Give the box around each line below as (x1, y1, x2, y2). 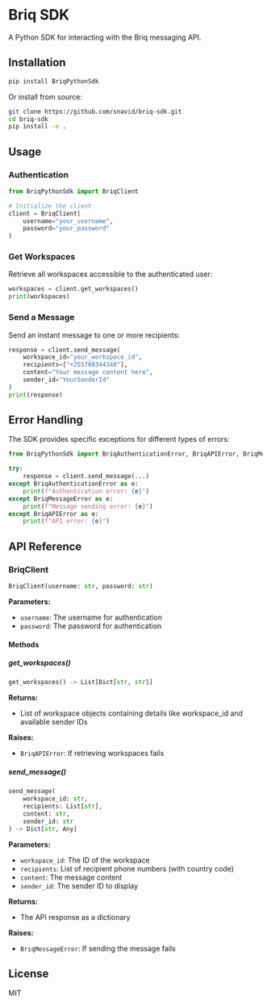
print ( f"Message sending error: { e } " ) (23, 502, 153, 510)
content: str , (23, 809, 70, 817)
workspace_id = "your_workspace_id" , (23, 353, 143, 361)
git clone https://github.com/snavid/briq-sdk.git (8, 107, 182, 116)
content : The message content (19, 872, 123, 882)
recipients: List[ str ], (23, 802, 103, 811)
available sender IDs (19, 717, 88, 727)
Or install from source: (8, 91, 83, 102)
